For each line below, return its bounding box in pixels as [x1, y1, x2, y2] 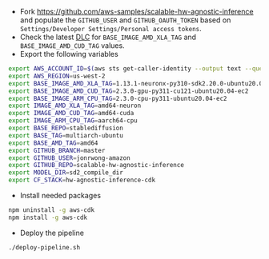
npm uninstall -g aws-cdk [8, 206, 94, 214]
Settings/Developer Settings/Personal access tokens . [19, 24, 202, 33]
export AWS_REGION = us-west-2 [8, 72, 106, 80]
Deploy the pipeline [19, 228, 84, 237]
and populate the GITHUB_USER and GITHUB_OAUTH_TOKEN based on [19, 15, 231, 25]
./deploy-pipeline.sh [8, 243, 81, 251]
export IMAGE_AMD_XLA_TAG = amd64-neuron [8, 102, 142, 110]
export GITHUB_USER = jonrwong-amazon [8, 153, 130, 162]
